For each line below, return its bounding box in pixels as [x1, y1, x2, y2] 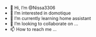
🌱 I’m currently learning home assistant [10, 15, 91, 21]
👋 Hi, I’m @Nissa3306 [10, 5, 55, 10]
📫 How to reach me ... [10, 26, 57, 32]
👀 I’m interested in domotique [10, 10, 71, 16]
